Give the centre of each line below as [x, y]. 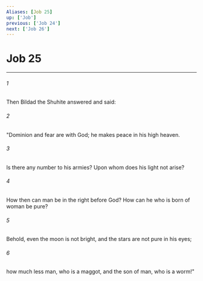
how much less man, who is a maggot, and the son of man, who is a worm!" [100, 272]
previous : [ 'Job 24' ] [34, 23]
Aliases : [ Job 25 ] [29, 12]
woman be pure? [27, 206]
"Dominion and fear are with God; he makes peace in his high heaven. [93, 134]
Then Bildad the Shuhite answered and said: [61, 102]
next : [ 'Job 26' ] [28, 29]
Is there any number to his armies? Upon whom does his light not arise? [95, 167]
